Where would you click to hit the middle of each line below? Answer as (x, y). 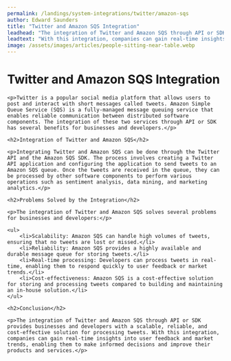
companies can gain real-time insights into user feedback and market (110, 338)
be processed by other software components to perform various (100, 176)
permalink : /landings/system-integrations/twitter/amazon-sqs (98, 13)
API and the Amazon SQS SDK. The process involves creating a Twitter (110, 158)
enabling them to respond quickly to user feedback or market (116, 266)
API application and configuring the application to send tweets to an (112, 164)
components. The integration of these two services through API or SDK (112, 122)
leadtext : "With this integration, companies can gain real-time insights (117, 39)
